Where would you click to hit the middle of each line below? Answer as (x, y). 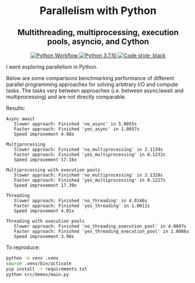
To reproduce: (23, 247)
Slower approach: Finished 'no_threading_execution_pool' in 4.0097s (100, 226)
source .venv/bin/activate (39, 263)
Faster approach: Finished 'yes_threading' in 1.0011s (82, 206)
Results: (16, 108)
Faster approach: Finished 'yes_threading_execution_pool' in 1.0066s (102, 232)
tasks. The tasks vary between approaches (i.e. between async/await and (95, 91)
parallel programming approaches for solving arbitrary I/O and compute (92, 84)
